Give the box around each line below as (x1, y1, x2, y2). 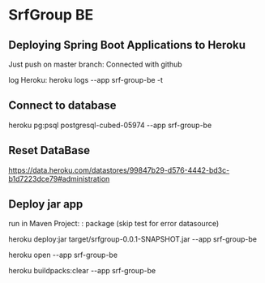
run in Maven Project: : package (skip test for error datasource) (8, 219, 220, 229)
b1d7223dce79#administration (8, 174, 110, 183)
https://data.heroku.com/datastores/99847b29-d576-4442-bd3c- (8, 165, 230, 175)
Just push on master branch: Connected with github (8, 59, 182, 69)
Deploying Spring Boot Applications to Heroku (8, 38, 246, 52)
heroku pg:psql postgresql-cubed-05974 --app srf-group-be (8, 120, 212, 130)
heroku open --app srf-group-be (8, 250, 118, 260)
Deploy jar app (8, 197, 83, 212)
